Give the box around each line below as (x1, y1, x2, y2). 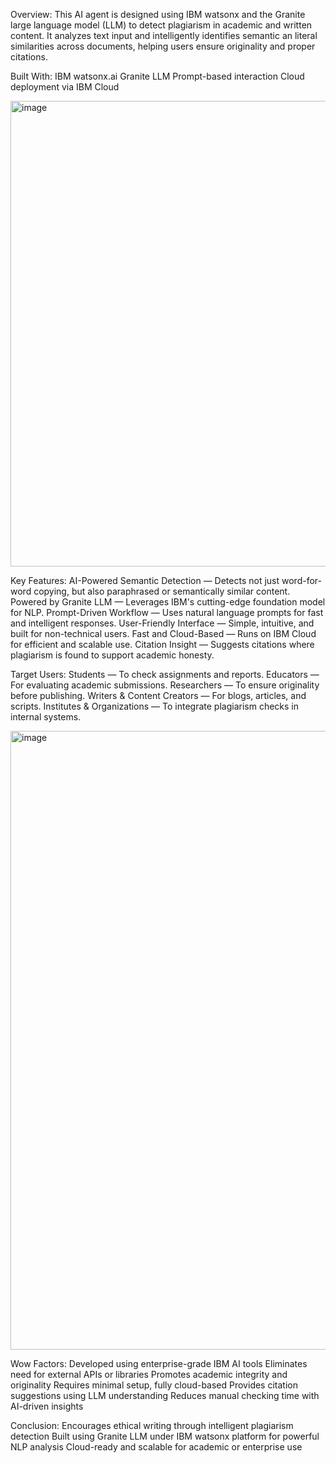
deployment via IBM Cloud (10, 81, 120, 93)
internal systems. (10, 711, 82, 723)
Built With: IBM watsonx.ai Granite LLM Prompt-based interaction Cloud (10, 70, 305, 82)
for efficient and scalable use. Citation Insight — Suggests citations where (10, 639, 315, 650)
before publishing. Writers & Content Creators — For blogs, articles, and (10, 690, 307, 701)
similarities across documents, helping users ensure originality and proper (10, 40, 316, 52)
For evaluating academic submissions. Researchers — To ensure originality (10, 679, 320, 691)
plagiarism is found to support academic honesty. (10, 649, 215, 661)
